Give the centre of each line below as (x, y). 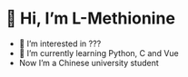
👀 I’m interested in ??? (60, 43)
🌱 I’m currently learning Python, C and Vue (99, 53)
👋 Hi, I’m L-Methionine (91, 19)
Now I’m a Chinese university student (89, 63)
